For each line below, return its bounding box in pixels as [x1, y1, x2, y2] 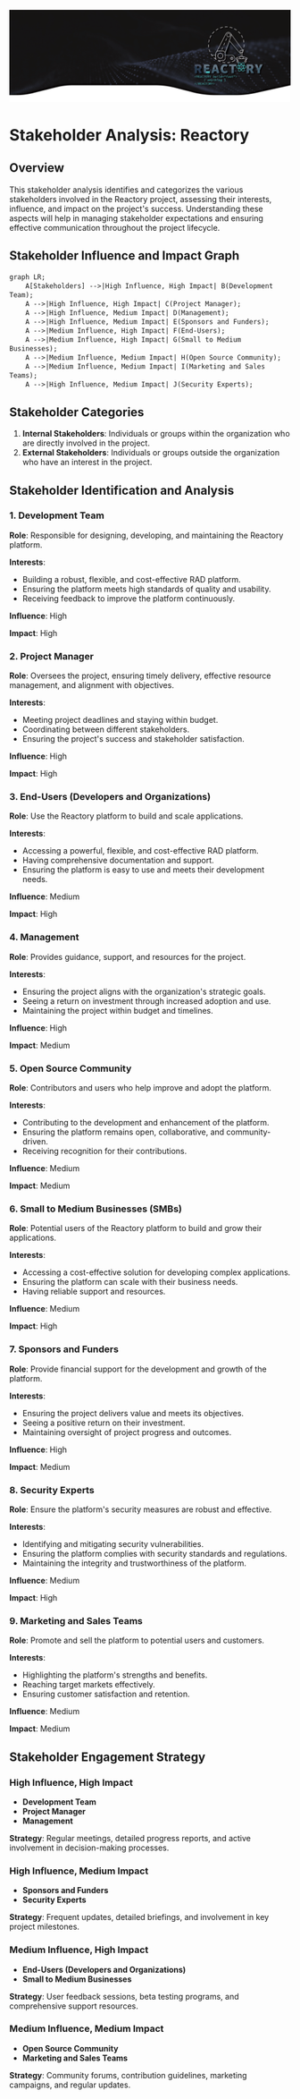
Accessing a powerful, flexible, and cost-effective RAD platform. [21, 846, 259, 856]
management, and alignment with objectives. [9, 680, 174, 691]
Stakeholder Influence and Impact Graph [9, 248, 240, 263]
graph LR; [9, 273, 46, 282]
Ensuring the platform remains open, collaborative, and [21, 1126, 225, 1137]
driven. [21, 1136, 49, 1147]
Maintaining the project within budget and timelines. [21, 1005, 214, 1016]
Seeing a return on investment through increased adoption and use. [21, 995, 271, 1007]
